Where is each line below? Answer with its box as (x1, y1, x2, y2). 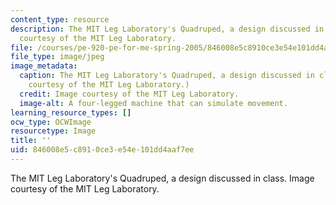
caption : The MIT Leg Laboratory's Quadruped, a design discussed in (19, 71, 315, 81)
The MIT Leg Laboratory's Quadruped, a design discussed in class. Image (10, 172, 315, 184)
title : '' (10, 136, 52, 146)
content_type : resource (10, 14, 110, 25)
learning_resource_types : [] (10, 107, 132, 118)
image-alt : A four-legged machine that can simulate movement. (19, 98, 288, 108)
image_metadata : (10, 61, 78, 71)
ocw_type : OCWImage (10, 117, 92, 127)
